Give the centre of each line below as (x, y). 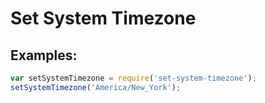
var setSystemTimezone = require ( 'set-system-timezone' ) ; (133, 78)
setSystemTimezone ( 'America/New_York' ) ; (96, 87)
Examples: (44, 55)
